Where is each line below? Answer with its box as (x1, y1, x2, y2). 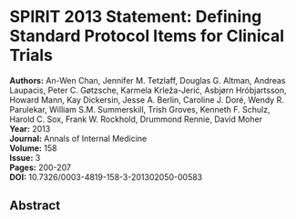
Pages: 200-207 (9, 162, 71, 173)
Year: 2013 (9, 123, 51, 134)
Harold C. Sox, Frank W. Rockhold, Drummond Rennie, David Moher (9, 114, 262, 124)
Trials (9, 45, 53, 65)
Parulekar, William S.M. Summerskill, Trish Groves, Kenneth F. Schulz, (9, 104, 270, 114)
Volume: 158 (9, 143, 57, 154)
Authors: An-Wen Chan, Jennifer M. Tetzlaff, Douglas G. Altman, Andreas (9, 75, 286, 85)
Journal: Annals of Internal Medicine (9, 133, 148, 144)
